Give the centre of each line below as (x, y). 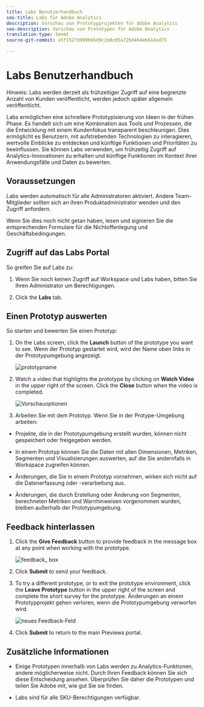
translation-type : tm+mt (38, 35)
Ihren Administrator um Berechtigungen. (65, 285)
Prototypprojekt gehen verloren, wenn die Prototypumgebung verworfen (106, 603)
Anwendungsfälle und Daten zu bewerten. (59, 162)
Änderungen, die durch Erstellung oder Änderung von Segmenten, (98, 495)
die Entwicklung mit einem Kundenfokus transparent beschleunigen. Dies (98, 130)
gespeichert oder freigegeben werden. (63, 440)
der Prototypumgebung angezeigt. (58, 355)
